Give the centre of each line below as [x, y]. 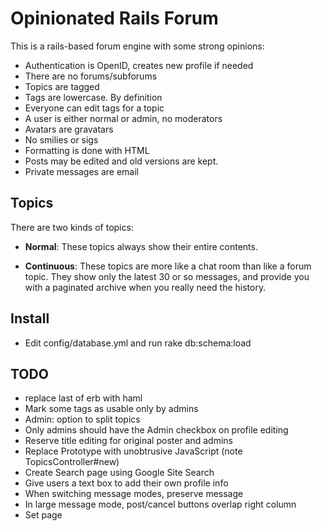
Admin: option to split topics [82, 419]
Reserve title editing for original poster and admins [128, 441]
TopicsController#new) [72, 462]
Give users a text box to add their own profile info [126, 483]
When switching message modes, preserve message [134, 494]
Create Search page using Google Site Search [119, 473]
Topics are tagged [62, 86]
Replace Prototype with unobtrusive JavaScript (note [133, 451]
